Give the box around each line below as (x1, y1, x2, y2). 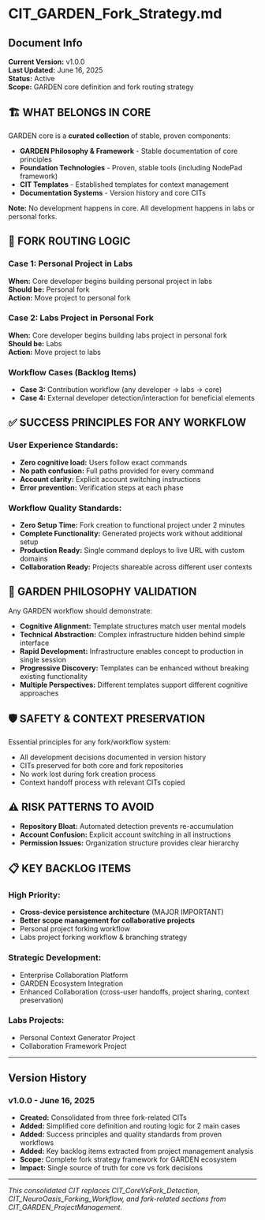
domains (19, 554, 48, 564)
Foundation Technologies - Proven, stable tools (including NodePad (19, 162, 243, 172)
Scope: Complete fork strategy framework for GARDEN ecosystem (19, 1155, 237, 1164)
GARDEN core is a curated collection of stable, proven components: (8, 131, 231, 140)
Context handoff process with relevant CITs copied (19, 778, 185, 787)
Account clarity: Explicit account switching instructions (19, 474, 201, 483)
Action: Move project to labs (8, 347, 101, 356)
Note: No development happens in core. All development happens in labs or (8, 203, 255, 213)
